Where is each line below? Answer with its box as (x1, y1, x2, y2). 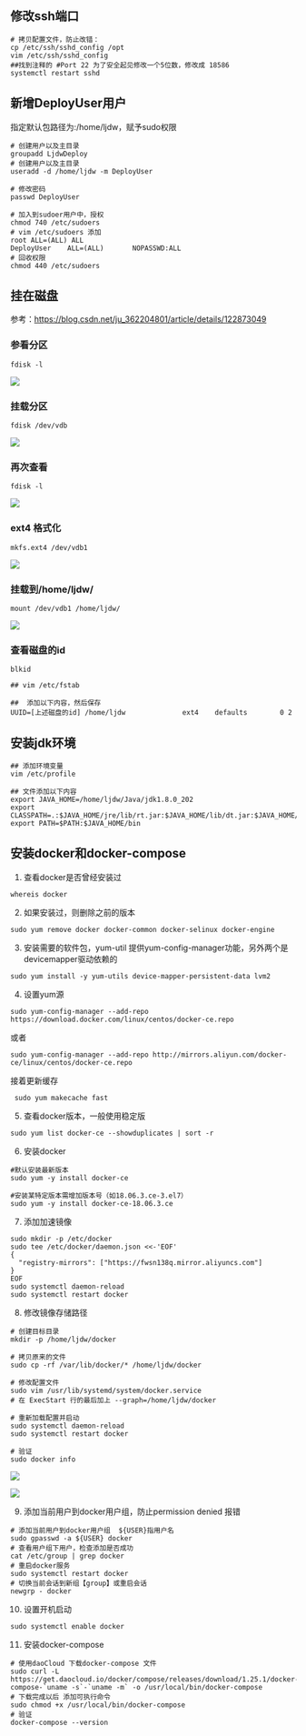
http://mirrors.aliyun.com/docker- (152, 1049, 287, 1059)
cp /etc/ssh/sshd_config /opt (10, 43, 125, 52)
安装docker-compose (23, 1639, 104, 1650)
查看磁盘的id (10, 644, 66, 657)
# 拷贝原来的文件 (10, 1352, 66, 1361)
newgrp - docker (10, 1586, 72, 1596)
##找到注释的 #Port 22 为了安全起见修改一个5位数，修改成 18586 (10, 60, 230, 70)
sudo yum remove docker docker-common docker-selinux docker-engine (10, 925, 275, 934)
